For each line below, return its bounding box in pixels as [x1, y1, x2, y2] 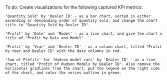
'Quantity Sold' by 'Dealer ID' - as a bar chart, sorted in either [5, 14, 151, 19]
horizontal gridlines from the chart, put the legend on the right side [5, 66, 160, 71]
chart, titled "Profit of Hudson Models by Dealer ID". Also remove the [5, 62, 160, 67]
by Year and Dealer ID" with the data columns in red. [5, 49, 122, 54]
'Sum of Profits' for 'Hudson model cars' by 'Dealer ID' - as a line [5, 57, 155, 62]
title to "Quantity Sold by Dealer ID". [5, 22, 91, 27]
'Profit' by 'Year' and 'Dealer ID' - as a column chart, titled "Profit [5, 44, 162, 49]
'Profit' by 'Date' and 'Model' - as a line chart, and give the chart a [5, 31, 162, 36]
